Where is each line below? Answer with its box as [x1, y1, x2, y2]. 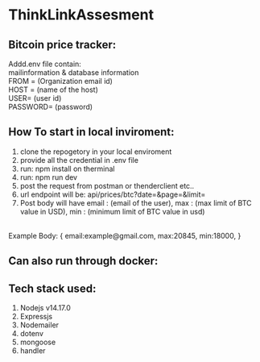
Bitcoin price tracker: [8, 38, 117, 52]
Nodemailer [19, 320, 59, 330]
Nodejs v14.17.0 [19, 303, 71, 313]
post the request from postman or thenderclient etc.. [19, 181, 195, 190]
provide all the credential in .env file [19, 155, 139, 164]
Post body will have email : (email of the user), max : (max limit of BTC [19, 198, 252, 207]
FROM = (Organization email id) [8, 77, 113, 85]
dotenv [19, 329, 44, 339]
